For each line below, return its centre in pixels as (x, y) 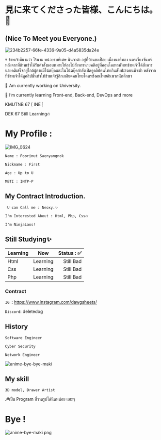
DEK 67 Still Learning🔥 (28, 114)
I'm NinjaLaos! (20, 224)
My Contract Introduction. (45, 196)
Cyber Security (20, 346)
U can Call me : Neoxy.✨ (32, 207)
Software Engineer (24, 338)
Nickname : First (23, 164)
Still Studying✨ (28, 239)
